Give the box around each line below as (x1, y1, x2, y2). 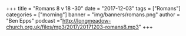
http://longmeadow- (62, 17, 111, 24)
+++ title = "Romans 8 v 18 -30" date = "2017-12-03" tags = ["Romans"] (6, 5, 181, 12)
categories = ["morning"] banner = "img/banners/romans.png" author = (6, 11, 181, 18)
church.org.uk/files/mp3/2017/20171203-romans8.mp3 (6, 23, 139, 30)
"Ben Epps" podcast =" (6, 17, 63, 24)
